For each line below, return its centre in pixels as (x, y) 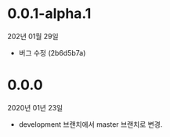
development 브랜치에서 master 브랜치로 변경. (90, 124)
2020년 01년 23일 (35, 107)
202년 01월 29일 (33, 36)
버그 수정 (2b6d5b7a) (52, 52)
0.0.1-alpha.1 (49, 14)
